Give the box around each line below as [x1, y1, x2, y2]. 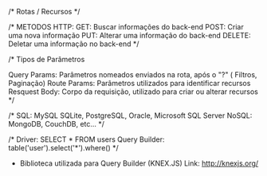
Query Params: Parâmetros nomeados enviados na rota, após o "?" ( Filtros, [8, 70, 257, 79]
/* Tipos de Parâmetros [8, 55, 85, 64]
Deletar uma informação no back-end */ [8, 39, 139, 49]
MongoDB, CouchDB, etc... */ [8, 119, 105, 128]
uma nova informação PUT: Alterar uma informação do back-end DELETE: [8, 31, 251, 40]
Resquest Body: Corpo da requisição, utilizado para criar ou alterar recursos [8, 87, 259, 96]
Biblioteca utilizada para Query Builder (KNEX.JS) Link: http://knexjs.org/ [19, 158, 259, 168]
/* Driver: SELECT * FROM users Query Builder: [8, 135, 165, 144]
